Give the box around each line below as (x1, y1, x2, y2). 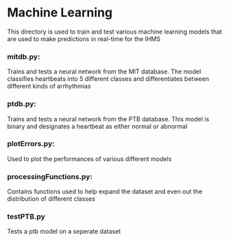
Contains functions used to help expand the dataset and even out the (7, 187, 203, 196)
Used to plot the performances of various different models (7, 154, 172, 162)
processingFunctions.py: (7, 171, 93, 181)
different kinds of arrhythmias (7, 82, 91, 90)
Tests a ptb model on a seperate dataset (7, 228, 121, 236)
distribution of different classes (7, 195, 95, 203)
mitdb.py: (7, 51, 40, 61)
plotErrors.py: (7, 139, 55, 149)
